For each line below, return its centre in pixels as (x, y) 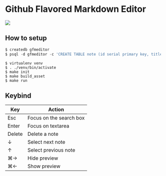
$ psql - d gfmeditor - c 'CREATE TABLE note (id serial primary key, (77, 54)
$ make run (16, 80)
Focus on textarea (48, 126)
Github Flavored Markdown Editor (76, 9)
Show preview (44, 166)
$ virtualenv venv (24, 63)
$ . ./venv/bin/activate (31, 67)
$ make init (17, 72)
